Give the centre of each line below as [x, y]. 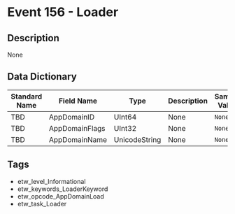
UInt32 [125, 128]
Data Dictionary [42, 77]
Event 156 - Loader [63, 12]
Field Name [78, 101]
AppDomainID [72, 117]
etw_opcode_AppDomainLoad [61, 196]
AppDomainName [78, 139]
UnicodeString [137, 139]
